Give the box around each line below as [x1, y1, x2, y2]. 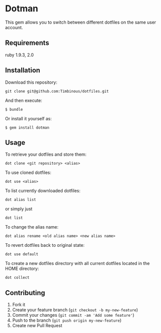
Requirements [5, 39, 49, 47]
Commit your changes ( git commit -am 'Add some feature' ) [12, 312, 134, 318]
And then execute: [5, 97, 42, 103]
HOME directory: [5, 266, 39, 271]
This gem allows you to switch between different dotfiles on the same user [5, 19, 157, 25]
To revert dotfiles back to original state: [5, 242, 85, 248]
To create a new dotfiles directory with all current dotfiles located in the [5, 261, 150, 266]
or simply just [5, 206, 33, 212]
